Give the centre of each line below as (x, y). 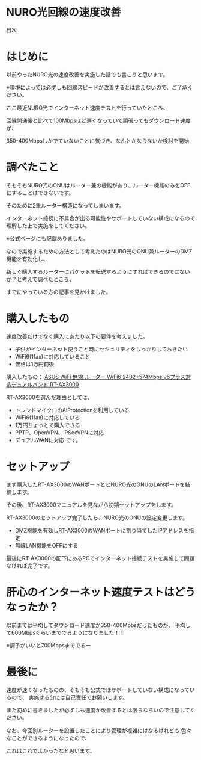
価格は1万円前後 (34, 364)
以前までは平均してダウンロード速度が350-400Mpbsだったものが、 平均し (98, 625)
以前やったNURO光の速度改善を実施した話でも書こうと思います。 (87, 74)
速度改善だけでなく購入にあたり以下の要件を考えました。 (77, 336)
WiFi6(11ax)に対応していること (53, 356)
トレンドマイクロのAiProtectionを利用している (72, 410)
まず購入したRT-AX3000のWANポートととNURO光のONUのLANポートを (96, 484)
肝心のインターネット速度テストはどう (101, 592)
